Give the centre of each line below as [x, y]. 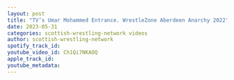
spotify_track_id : [34, 46]
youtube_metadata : [34, 65]
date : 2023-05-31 [32, 26]
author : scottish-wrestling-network [60, 40]
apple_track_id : [31, 59]
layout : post [26, 14]
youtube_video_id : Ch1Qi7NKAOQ [53, 53]
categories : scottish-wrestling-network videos [78, 33]
